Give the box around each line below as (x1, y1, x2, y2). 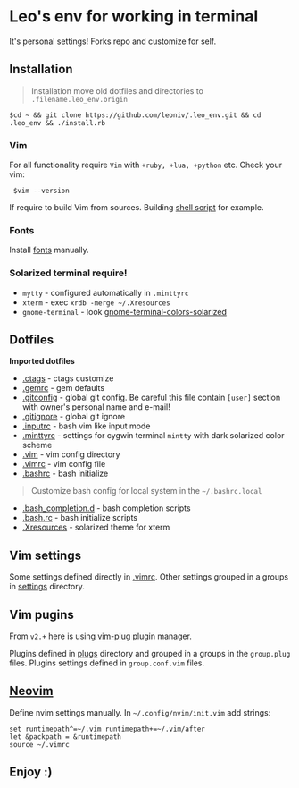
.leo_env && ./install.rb (9, 118, 105, 127)
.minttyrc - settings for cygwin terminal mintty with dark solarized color (21, 430, 285, 441)
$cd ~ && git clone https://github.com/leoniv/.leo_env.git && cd (9, 110, 262, 120)
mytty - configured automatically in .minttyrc (21, 287, 189, 298)
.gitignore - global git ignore (21, 411, 126, 422)
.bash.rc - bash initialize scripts (21, 513, 138, 523)
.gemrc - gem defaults (21, 383, 105, 394)
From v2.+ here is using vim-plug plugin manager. (9, 631, 192, 641)
